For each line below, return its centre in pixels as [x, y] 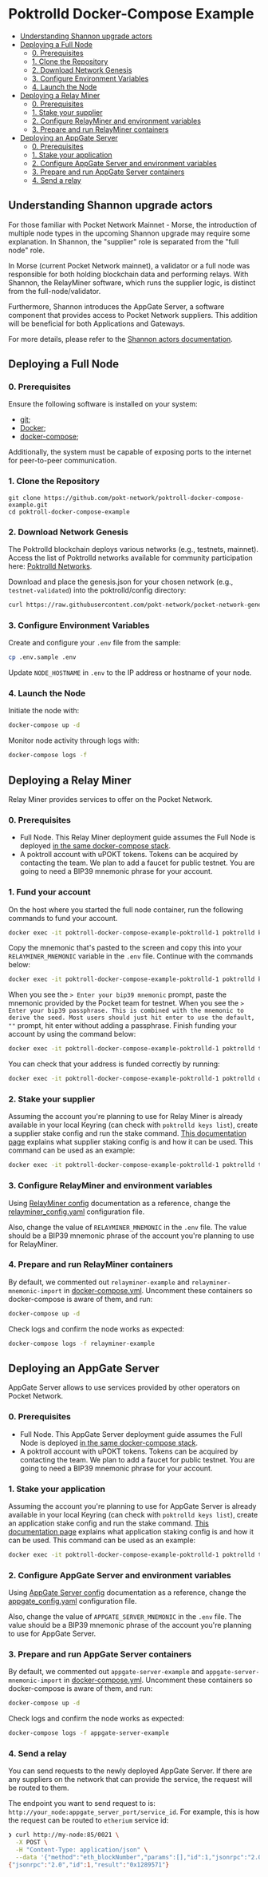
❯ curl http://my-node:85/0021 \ [64, 1835]
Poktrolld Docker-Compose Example [131, 14]
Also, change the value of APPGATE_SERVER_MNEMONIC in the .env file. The [125, 1617]
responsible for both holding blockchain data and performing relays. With [128, 274]
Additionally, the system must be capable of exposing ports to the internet [130, 452]
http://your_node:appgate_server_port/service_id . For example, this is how [134, 1812]
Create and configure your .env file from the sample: [95, 643]
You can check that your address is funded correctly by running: [114, 1064]
